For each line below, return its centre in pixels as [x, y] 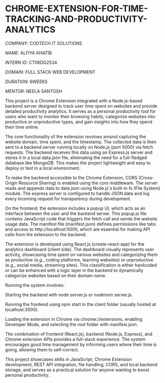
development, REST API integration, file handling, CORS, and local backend [81, 364]
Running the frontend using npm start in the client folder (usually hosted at [81, 304]
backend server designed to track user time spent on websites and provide [81, 106]
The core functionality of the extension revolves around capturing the [76, 136]
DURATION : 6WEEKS [26, 82]
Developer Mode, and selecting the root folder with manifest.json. [72, 324]
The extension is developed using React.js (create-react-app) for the [75, 244]
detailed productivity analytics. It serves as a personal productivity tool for [81, 111]
